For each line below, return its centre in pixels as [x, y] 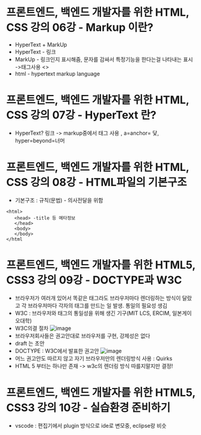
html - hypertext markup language [57, 74]
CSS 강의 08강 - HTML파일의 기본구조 [97, 182]
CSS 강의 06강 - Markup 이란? [80, 27]
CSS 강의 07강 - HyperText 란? [81, 115]
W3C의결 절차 [32, 328]
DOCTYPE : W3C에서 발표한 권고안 [57, 350]
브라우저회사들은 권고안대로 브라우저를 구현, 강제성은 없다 [82, 335]
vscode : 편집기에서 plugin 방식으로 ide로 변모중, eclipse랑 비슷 [91, 425]
